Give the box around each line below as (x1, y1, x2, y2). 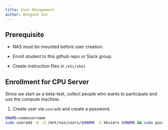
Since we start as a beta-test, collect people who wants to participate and (5, 91, 157, 97)
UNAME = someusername (5, 115, 46, 120)
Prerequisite (5, 30, 44, 39)
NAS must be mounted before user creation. (12, 43, 104, 50)
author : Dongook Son (5, 12, 48, 17)
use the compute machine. (5, 96, 60, 102)
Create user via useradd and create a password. (12, 106, 111, 112)
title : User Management (5, 7, 55, 12)
